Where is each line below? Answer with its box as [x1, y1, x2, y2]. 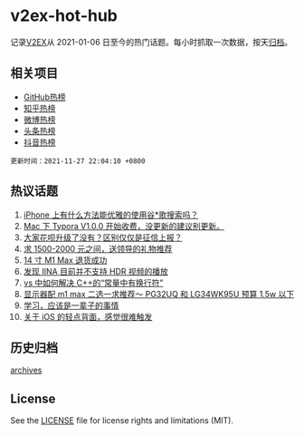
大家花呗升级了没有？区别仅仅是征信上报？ [23, 232, 183, 243]
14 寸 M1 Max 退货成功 [23, 255, 108, 266]
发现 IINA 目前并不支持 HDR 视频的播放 [23, 266, 168, 276]
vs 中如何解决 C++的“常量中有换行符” [23, 277, 164, 288]
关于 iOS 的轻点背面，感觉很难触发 [23, 311, 153, 322]
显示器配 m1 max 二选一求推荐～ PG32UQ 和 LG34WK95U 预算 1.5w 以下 [23, 288, 295, 299]
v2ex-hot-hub [10, 5, 119, 26]
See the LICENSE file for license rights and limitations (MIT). [10, 415, 234, 426]
